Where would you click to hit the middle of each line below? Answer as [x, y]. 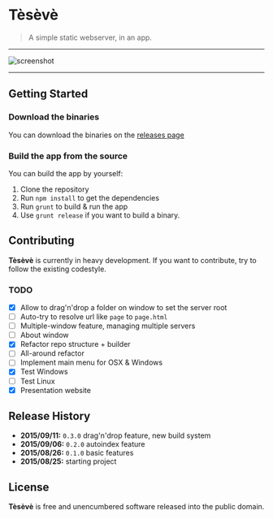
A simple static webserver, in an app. [90, 37]
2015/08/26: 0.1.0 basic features [77, 453]
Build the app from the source [68, 156]
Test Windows [44, 372]
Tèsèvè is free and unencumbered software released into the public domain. [136, 507]
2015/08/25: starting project [68, 461]
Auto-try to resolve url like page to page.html [94, 317]
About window [44, 335]
